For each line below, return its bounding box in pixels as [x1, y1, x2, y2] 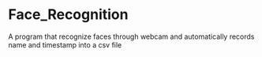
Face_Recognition [8, 6, 129, 24]
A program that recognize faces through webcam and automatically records [8, 32, 255, 41]
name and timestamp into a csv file [8, 40, 122, 49]
